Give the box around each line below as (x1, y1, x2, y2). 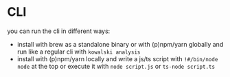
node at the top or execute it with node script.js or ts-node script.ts (16, 62, 215, 70)
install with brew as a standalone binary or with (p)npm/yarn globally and (16, 40, 224, 48)
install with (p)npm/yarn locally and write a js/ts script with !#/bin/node (16, 54, 218, 63)
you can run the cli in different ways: (7, 27, 111, 35)
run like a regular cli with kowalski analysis (16, 47, 141, 56)
